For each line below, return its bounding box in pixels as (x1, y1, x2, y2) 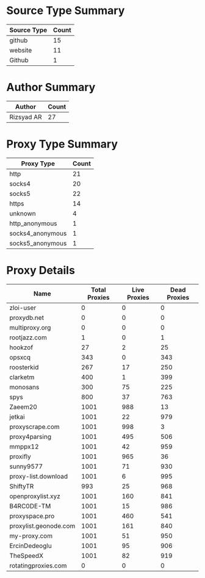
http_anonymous (9, 219, 57, 228)
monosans (9, 383, 40, 391)
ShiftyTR (9, 482, 34, 490)
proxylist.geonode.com (9, 521, 76, 530)
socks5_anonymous (9, 239, 67, 247)
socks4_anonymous (9, 229, 67, 237)
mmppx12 (9, 442, 39, 450)
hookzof (9, 343, 34, 352)
